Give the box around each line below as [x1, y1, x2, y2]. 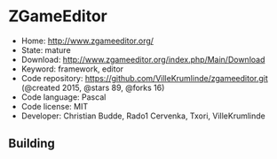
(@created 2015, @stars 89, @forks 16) [20, 82, 165, 93]
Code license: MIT [20, 101, 89, 111]
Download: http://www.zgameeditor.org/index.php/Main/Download [20, 54, 265, 64]
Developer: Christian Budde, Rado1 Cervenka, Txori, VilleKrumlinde [20, 110, 265, 121]
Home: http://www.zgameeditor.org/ [20, 35, 154, 46]
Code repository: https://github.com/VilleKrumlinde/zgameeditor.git [20, 72, 268, 83]
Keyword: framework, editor [20, 64, 124, 74]
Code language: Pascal [20, 91, 107, 102]
